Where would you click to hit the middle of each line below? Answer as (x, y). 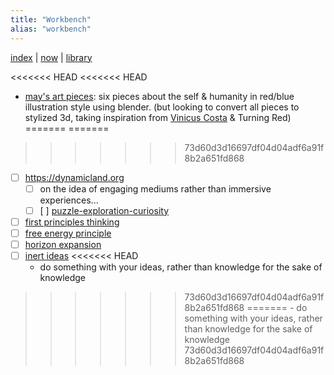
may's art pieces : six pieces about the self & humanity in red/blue (159, 96)
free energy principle (68, 233)
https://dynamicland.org (74, 177)
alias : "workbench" (51, 29)
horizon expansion (63, 244)
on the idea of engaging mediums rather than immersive (155, 188)
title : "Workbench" (51, 19)
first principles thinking (72, 222)
